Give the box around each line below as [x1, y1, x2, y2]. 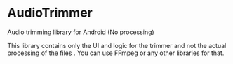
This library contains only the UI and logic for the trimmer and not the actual [7, 41, 227, 49]
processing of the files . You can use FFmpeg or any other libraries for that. [7, 49, 225, 57]
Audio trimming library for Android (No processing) [7, 28, 154, 36]
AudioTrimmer [7, 5, 93, 21]
